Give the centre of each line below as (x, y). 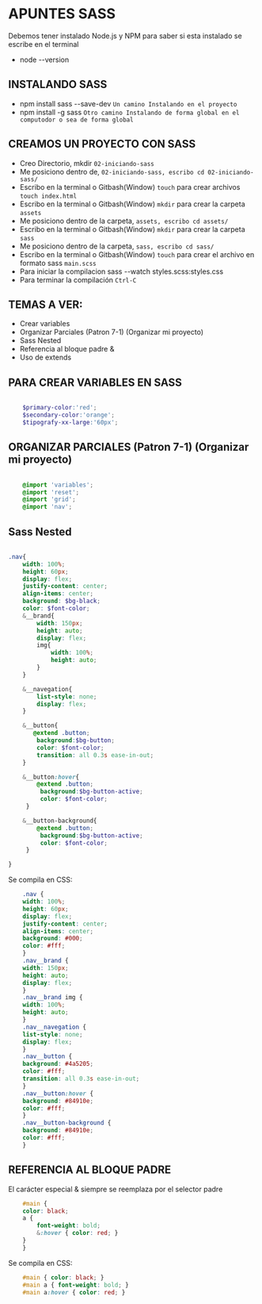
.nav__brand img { (53, 998)
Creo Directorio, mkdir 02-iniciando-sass (87, 163)
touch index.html (48, 196)
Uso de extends (46, 357)
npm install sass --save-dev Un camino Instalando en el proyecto (128, 103)
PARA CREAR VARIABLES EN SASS (95, 382)
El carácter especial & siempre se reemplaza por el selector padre (116, 1189)
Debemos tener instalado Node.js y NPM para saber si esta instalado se (125, 36)
